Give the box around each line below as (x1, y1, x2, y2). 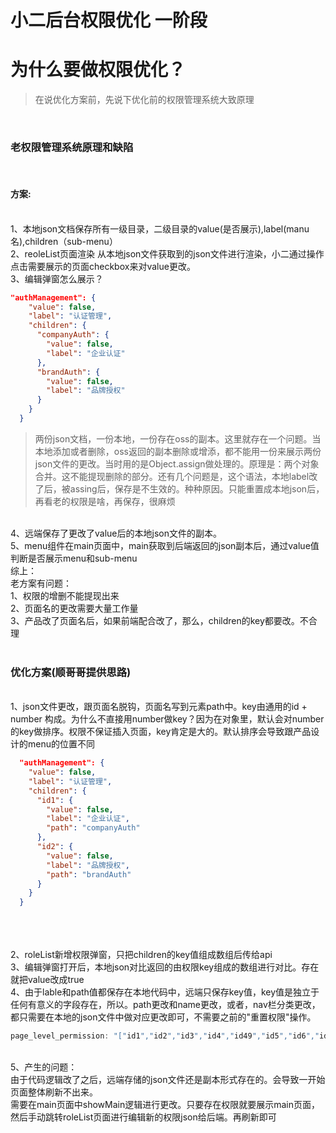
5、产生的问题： (10, 1061, 78, 1073)
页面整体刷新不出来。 (10, 1086, 98, 1098)
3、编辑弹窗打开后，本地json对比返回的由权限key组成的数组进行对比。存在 (10, 961, 320, 973)
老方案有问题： (10, 577, 72, 589)
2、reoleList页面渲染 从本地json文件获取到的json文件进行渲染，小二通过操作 (10, 247, 325, 260)
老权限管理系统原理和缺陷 (10, 141, 134, 155)
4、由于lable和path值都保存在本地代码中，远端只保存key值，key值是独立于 (10, 986, 320, 998)
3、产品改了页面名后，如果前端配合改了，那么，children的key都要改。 (10, 614, 300, 626)
